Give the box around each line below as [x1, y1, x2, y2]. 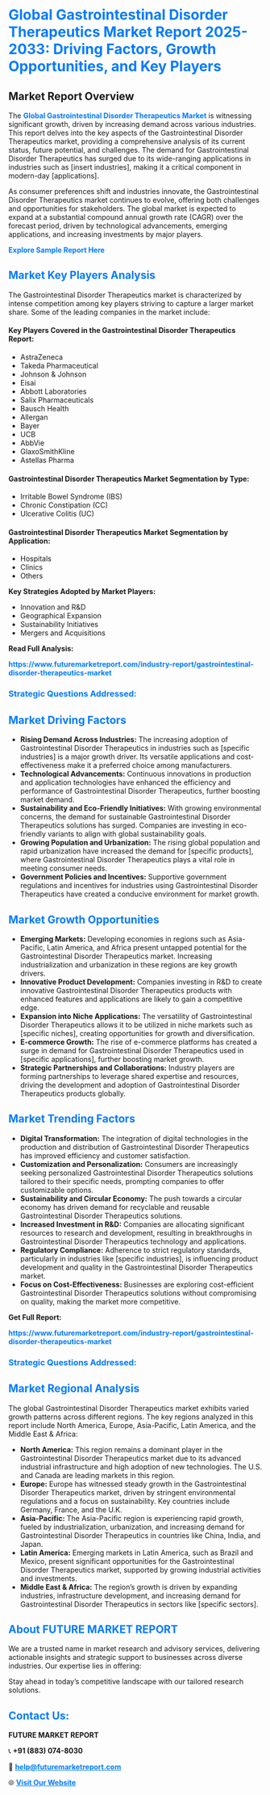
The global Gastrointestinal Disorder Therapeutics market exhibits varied [8, 1403, 250, 1413]
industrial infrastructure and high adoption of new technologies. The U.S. [19, 1461, 263, 1472]
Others [19, 571, 44, 581]
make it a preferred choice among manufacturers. [67, 761, 232, 770]
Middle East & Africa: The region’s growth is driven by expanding [19, 1582, 238, 1591]
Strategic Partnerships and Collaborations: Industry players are [19, 1063, 235, 1072]
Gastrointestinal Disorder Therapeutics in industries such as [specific [19, 744, 250, 753]
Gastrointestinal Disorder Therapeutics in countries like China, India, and [19, 1530, 260, 1540]
